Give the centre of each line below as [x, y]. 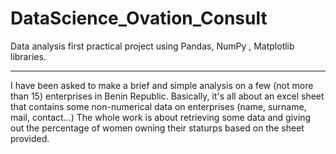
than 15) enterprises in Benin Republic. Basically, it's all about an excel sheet [167, 96]
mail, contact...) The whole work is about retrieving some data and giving [161, 117]
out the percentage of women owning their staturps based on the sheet [157, 128]
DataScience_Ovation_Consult [139, 18]
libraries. [28, 56]
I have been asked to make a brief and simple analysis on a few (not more [162, 85]
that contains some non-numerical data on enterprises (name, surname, [158, 106]
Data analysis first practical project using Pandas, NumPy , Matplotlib [152, 46]
